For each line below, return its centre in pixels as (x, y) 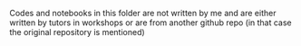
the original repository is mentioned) (77, 32)
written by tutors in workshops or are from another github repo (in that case (150, 23)
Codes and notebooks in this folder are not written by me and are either (143, 13)
